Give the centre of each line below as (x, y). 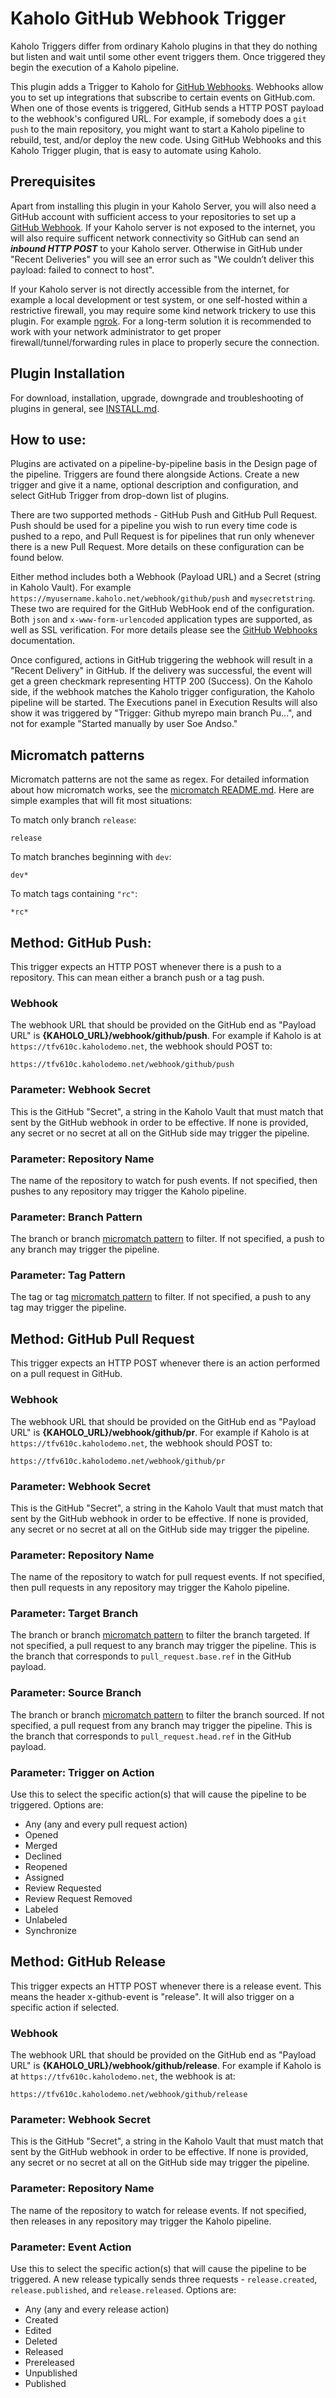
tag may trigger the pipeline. (68, 1308)
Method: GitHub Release (88, 1962)
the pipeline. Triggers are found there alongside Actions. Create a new (155, 474)
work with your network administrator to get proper (116, 331)
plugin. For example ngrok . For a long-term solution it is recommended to (161, 321)
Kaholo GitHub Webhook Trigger (148, 18)
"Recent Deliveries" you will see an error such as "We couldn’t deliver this (162, 259)
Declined (43, 1856)
